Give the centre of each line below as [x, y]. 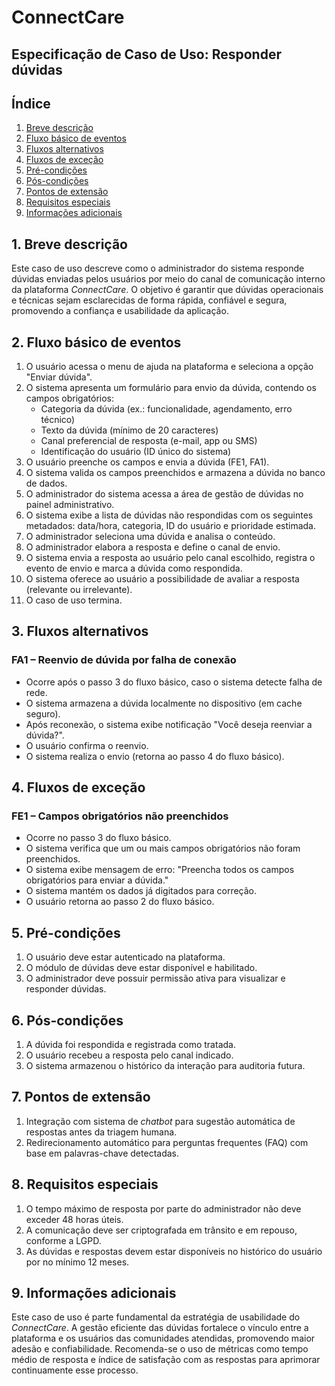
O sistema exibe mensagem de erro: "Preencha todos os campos [160, 870]
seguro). [43, 713]
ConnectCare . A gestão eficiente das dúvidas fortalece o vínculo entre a [160, 1328]
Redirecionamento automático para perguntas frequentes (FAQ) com [167, 1142]
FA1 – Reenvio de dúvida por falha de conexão [124, 660]
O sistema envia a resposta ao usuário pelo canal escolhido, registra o [170, 558]
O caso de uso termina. [74, 600]
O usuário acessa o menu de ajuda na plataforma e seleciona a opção [169, 367]
